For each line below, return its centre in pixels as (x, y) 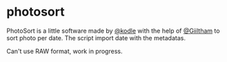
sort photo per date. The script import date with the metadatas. (96, 37)
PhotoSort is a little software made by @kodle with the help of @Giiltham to (113, 31)
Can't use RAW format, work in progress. (65, 51)
